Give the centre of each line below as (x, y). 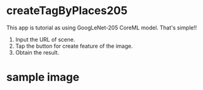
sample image (43, 77)
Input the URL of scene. (45, 39)
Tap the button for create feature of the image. (74, 46)
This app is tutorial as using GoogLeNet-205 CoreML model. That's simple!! (102, 28)
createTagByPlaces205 (67, 11)
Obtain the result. (37, 52)
